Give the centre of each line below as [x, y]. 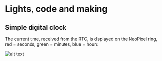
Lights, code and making [56, 9]
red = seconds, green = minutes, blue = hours [52, 44]
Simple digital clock [36, 27]
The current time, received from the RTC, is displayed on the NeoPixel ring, [81, 39]
